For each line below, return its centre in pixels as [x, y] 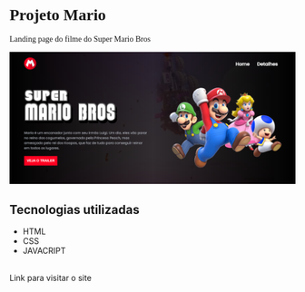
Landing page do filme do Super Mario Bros [80, 39]
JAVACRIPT [44, 251]
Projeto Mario [58, 15]
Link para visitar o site [51, 278]
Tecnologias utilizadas [74, 209]
